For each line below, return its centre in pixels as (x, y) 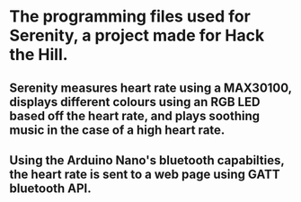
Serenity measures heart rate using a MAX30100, (150, 88)
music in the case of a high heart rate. (117, 130)
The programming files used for (130, 17)
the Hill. (39, 55)
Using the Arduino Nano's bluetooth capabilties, (147, 160)
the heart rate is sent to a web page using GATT (145, 174)
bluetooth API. (50, 188)
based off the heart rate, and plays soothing (135, 115)
